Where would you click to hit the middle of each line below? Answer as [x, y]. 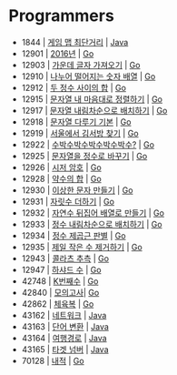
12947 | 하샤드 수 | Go [61, 269]
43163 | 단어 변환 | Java [65, 326]
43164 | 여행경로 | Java [64, 338]
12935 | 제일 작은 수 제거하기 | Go [82, 247]
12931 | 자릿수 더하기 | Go [68, 201]
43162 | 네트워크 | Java [64, 315]
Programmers [61, 16]
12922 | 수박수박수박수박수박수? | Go [88, 144]
